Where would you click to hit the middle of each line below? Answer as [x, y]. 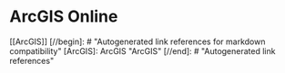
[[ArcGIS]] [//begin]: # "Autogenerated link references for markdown [137, 41]
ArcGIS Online [64, 17]
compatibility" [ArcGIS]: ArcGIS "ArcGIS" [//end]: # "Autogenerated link [142, 50]
